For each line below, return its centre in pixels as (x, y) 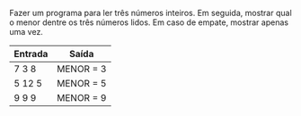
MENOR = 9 (82, 98)
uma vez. (26, 32)
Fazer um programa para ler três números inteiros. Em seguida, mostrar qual (150, 13)
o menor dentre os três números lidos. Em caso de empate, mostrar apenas (149, 22)
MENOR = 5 (82, 83)
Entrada (31, 54)
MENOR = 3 (82, 69)
